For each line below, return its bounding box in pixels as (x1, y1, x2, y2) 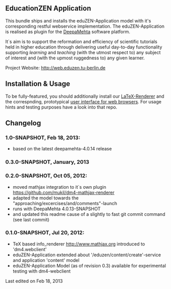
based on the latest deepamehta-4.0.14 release (12, 146, 112, 152)
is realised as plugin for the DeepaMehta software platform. (5, 28, 131, 35)
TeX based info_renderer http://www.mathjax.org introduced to (12, 240, 145, 247)
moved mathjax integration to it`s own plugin (12, 184, 106, 190)
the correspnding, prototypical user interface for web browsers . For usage (5, 98, 162, 104)
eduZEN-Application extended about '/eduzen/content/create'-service (12, 252, 161, 258)
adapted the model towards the (12, 194, 79, 201)
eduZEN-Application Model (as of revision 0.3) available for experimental (12, 262, 166, 269)
